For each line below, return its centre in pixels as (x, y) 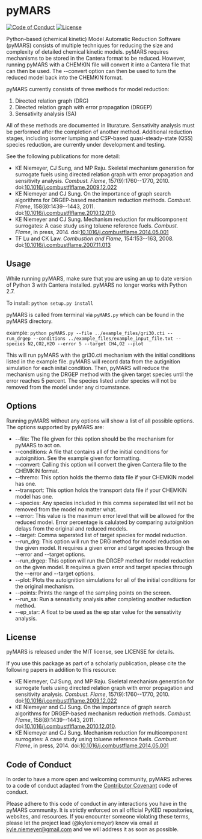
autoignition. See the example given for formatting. (78, 458)
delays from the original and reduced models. (71, 528)
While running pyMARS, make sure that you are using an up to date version (99, 278)
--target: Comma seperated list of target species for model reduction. (101, 535)
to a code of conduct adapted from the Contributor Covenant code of (92, 786)
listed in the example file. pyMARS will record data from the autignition (93, 361)
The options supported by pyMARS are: (55, 427)
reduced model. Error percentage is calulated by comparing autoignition (104, 522)
